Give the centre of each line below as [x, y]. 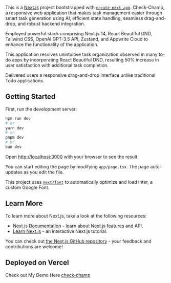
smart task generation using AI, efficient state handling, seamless [74, 18]
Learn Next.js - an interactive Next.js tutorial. [60, 231]
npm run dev [18, 118]
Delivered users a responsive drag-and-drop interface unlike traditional [80, 75]
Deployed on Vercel [37, 263]
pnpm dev [15, 138]
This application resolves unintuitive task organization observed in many [81, 54]
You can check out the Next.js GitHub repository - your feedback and [79, 241]
